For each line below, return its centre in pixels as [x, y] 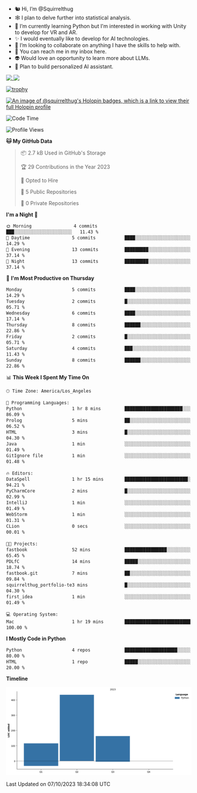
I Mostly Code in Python [36, 638]
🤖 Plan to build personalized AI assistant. [64, 66]
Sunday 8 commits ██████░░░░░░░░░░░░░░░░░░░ [98, 360]
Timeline [17, 679]
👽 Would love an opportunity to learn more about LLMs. [82, 58]
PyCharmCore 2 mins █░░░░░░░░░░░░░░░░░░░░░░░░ [98, 491]
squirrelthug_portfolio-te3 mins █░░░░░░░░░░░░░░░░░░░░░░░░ [98, 585]
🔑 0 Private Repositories [50, 203]
